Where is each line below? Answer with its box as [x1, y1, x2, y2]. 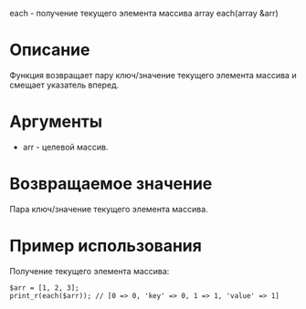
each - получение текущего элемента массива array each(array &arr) [9, 8, 279, 18]
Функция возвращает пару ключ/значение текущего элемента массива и [9, 69, 297, 80]
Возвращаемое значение [9, 173, 213, 194]
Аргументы [9, 111, 103, 132]
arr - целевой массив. [22, 141, 109, 152]
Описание [9, 40, 90, 60]
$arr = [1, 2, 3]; [9, 283, 79, 293]
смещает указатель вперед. [9, 79, 120, 90]
